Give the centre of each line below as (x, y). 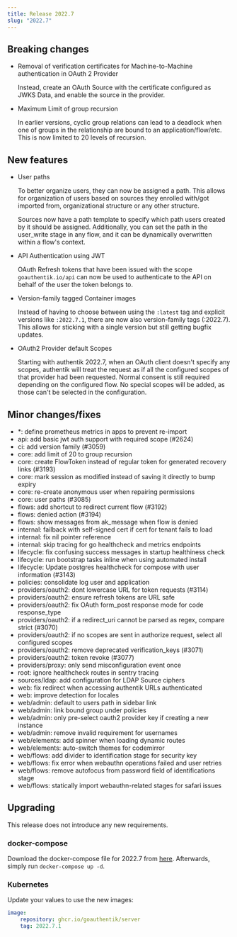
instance (30, 725)
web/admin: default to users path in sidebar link (87, 702)
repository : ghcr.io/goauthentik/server (80, 920)
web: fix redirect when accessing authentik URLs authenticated (110, 688)
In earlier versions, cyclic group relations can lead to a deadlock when (120, 123)
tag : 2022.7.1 (41, 926)
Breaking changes (48, 49)
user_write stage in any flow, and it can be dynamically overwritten (115, 235)
